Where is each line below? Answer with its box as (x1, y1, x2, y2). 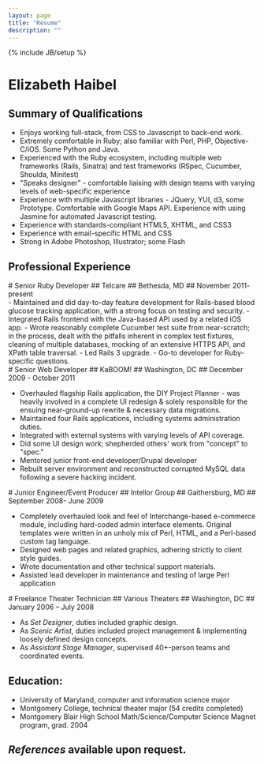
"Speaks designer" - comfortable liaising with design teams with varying (19, 179, 255, 188)
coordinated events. (19, 651, 85, 661)
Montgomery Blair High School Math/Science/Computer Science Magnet (19, 712, 256, 721)
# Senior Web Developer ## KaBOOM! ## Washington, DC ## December (8, 365, 244, 374)
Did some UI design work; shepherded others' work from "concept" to (19, 439, 248, 449)
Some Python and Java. (43, 145, 121, 154)
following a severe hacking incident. (19, 472, 137, 482)
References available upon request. (8, 743, 187, 757)
